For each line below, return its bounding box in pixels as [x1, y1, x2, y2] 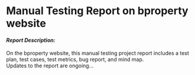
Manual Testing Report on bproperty [6, 4, 188, 18]
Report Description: [6, 37, 56, 44]
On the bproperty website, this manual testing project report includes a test [6, 50, 189, 57]
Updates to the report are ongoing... [6, 62, 94, 69]
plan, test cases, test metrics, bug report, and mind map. [6, 56, 144, 63]
